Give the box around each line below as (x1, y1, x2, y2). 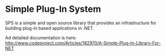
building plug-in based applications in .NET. (5, 25, 94, 31)
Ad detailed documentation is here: (5, 35, 77, 41)
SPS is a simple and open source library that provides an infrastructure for (5, 20, 157, 26)
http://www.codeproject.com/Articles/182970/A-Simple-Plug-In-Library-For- (5, 40, 161, 46)
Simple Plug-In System (5, 3, 101, 15)
